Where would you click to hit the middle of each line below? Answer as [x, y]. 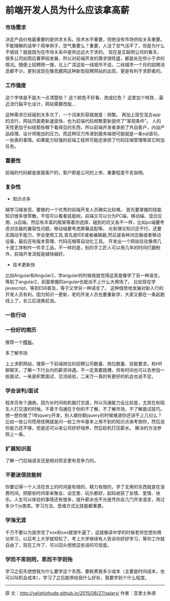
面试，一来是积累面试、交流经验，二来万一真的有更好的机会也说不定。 [82, 376]
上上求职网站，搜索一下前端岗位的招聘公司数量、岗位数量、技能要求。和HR [84, 364]
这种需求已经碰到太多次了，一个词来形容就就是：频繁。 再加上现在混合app [83, 114]
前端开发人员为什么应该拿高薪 [68, 10]
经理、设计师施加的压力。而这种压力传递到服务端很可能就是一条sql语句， [86, 133]
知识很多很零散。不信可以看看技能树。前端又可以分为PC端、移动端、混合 [81, 216]
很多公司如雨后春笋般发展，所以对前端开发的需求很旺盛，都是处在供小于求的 [85, 58]
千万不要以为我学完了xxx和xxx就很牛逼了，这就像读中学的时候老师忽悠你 [81, 532]
